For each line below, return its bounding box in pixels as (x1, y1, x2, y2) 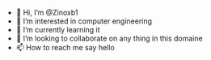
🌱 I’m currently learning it (15, 25, 100, 34)
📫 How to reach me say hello (15, 43, 115, 52)
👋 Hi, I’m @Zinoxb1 (15, 8, 78, 17)
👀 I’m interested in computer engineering (15, 16, 152, 26)
